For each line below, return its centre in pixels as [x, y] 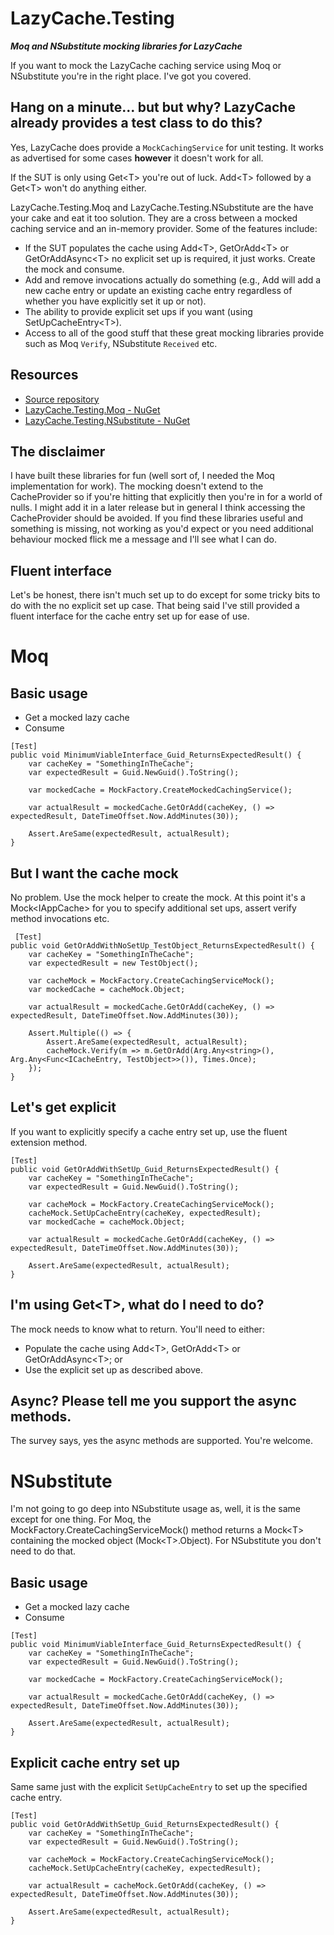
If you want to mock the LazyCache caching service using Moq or [146, 65]
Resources [44, 375]
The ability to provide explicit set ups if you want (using [138, 311]
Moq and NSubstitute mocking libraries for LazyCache [126, 46]
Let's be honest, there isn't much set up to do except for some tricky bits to [165, 595]
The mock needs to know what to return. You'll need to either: [137, 1329]
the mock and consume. [74, 269]
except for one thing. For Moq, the [81, 1519]
